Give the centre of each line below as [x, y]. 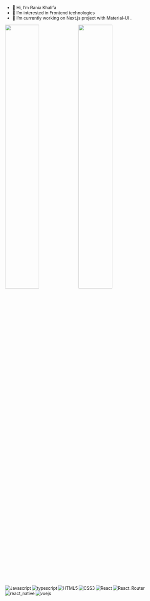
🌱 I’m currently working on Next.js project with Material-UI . [72, 18]
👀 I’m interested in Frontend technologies [54, 13]
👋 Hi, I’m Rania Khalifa [34, 8]
